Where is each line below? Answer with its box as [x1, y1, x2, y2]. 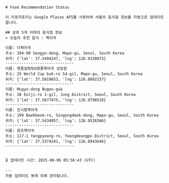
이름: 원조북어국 [5, 128, 35, 133]
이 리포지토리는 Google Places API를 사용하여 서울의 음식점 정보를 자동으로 [5, 15, 148, 20]
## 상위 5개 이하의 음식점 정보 [5, 30, 62, 35]
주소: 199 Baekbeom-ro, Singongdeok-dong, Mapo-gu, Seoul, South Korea [5, 113, 159, 118]
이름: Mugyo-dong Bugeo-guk [5, 87, 63, 92]
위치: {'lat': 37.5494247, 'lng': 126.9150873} [5, 56, 106, 61]
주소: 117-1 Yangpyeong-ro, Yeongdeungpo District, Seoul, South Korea [5, 134, 159, 139]
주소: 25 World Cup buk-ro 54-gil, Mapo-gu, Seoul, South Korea [5, 71, 143, 76]
